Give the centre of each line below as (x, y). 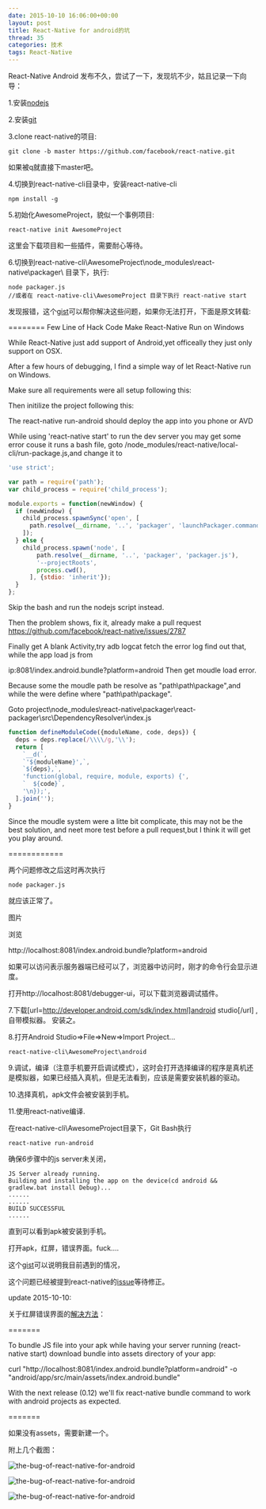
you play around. (36, 838)
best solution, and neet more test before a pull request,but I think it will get (129, 829)
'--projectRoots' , (67, 563)
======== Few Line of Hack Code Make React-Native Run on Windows (126, 327)
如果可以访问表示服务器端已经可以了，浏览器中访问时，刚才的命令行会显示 (129, 966)
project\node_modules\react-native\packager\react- (111, 709)
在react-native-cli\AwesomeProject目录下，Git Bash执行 (100, 1128)
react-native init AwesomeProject (65, 230)
